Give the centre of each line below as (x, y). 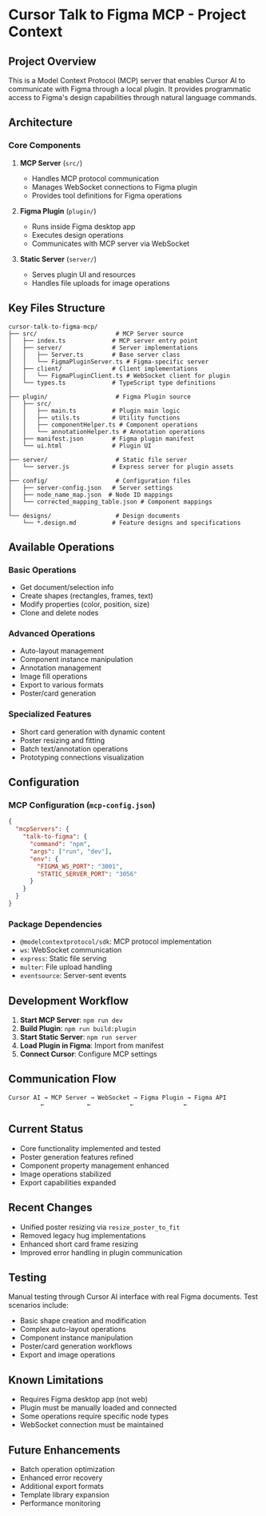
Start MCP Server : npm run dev (71, 1020)
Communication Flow (63, 1079)
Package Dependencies (55, 924)
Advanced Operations (52, 634)
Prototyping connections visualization (82, 757)
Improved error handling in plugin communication (101, 1252)
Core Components (45, 146)
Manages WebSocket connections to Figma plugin (115, 186)
